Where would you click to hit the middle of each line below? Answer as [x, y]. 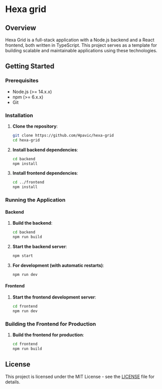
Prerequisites [22, 80]
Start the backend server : [40, 247]
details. [13, 382]
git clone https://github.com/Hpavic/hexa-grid [63, 135]
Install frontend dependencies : [45, 173]
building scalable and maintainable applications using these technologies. [81, 51]
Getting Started [30, 66]
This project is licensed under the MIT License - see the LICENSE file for [80, 376]
